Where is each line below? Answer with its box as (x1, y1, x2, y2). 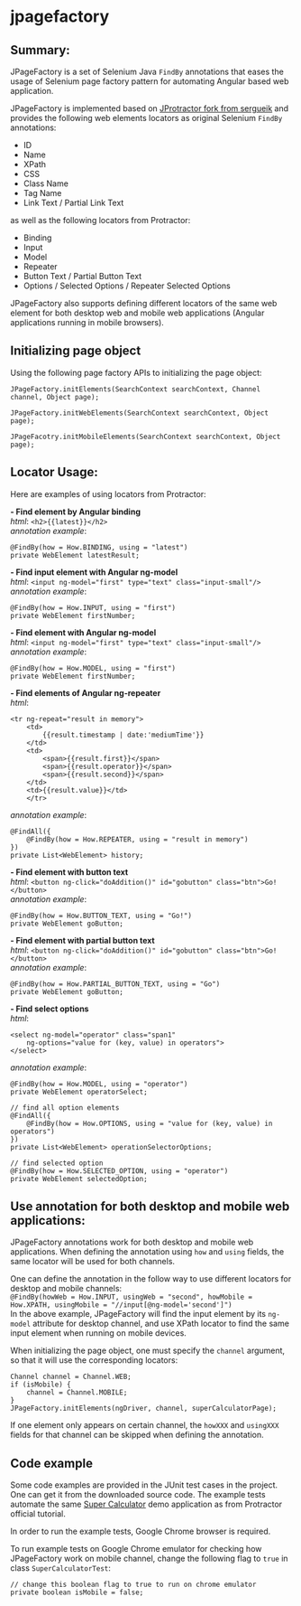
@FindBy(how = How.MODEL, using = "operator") (10, 1079, 188, 1088)
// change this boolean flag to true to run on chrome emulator (10, 1580, 257, 1590)
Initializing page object (10, 343, 141, 359)
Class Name (23, 178, 68, 189)
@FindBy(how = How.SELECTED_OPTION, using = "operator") (10, 1166, 229, 1176)
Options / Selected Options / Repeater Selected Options (23, 280, 231, 291)
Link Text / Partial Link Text (23, 197, 124, 208)
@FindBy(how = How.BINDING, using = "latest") (10, 542, 188, 552)
